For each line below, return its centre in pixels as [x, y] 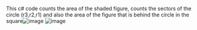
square [15, 21]
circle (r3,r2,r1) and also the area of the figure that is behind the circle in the [98, 15]
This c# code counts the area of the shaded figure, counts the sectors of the [99, 9]
